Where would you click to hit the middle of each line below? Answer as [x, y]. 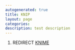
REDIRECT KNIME [31, 42]
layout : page [19, 19]
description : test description [38, 28]
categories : [17, 24]
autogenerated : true [27, 10]
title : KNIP [17, 14]
